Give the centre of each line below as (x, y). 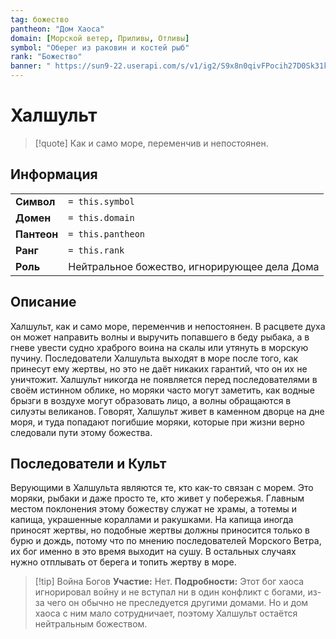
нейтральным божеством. (91, 624)
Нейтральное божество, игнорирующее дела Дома (194, 266)
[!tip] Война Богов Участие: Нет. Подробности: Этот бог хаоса (169, 582)
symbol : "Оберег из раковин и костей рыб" (100, 47)
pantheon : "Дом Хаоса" (57, 29)
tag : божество (40, 19)
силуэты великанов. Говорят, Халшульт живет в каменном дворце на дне (167, 411)
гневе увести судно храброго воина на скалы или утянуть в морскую (159, 347)
